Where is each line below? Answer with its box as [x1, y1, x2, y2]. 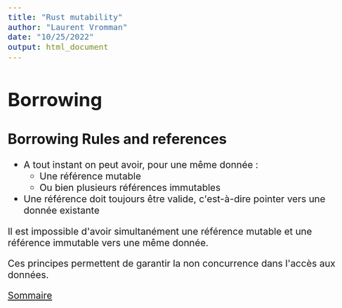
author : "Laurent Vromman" [8, 22, 128, 32]
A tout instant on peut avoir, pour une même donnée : [23, 159, 258, 171]
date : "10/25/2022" [8, 32, 95, 42]
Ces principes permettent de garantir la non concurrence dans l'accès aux [8, 257, 336, 269]
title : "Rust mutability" [8, 12, 123, 22]
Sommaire [8, 289, 53, 302]
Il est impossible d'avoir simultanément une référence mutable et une [8, 225, 313, 237]
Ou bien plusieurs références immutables [39, 182, 221, 194]
